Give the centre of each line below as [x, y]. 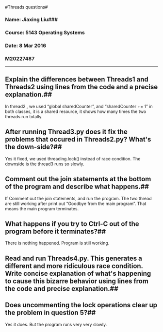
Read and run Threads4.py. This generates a [73, 258]
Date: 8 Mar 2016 [26, 46]
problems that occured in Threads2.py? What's [78, 139]
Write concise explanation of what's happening [78, 273]
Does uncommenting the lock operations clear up [81, 305]
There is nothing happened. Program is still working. [57, 243]
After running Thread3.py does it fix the [66, 132]
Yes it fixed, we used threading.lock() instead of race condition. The [73, 158]
